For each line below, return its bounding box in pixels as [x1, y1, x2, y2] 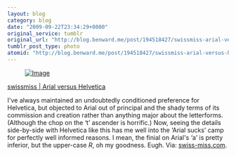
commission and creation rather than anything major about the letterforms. [7, 110, 223, 119]
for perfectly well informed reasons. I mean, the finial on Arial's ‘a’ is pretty [7, 133, 223, 141]
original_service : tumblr [7, 30, 83, 37]
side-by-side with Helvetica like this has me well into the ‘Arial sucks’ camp [7, 126, 225, 134]
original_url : [7, 37, 49, 44]
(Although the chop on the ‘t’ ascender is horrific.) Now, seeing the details [7, 118, 221, 126]
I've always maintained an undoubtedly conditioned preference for [7, 96, 200, 104]
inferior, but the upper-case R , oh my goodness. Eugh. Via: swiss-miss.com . [7, 141, 228, 149]
